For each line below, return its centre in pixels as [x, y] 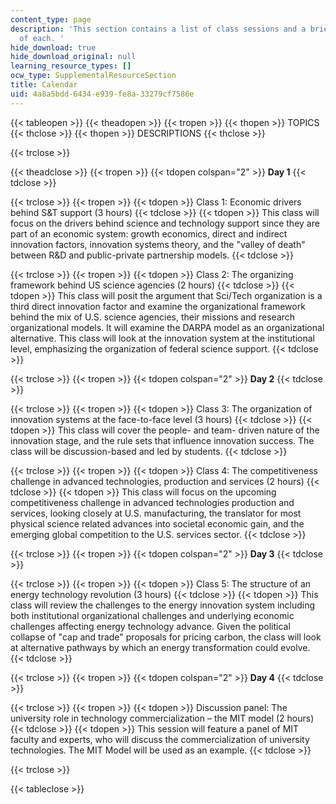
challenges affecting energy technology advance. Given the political [150, 626]
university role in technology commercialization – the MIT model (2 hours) [162, 718]
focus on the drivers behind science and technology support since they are [165, 223]
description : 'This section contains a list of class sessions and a [158, 29]
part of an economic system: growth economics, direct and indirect [149, 233]
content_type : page [51, 19]
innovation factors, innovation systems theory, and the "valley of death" [158, 244]
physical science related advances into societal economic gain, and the [157, 523]
